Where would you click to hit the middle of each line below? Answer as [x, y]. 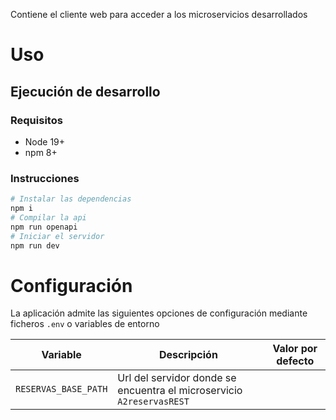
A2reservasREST [153, 402]
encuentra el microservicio [180, 391]
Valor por [295, 349]
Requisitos [36, 120]
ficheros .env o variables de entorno [85, 324]
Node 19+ [45, 141]
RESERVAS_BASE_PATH [61, 389]
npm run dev [35, 245]
